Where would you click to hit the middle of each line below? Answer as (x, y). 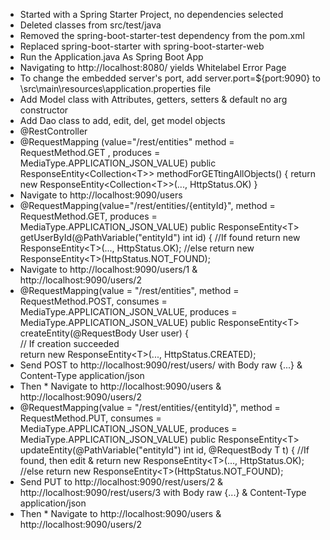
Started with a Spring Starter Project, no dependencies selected (151, 14)
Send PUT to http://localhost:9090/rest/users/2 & (121, 482)
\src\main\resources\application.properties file (115, 88)
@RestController (53, 131)
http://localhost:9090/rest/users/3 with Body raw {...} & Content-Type (163, 492)
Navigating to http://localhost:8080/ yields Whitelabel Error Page (153, 67)
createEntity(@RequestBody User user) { (104, 333)
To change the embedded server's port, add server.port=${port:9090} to (170, 78)
